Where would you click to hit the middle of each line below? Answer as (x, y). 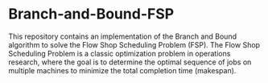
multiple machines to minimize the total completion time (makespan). (122, 70)
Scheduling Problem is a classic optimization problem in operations (120, 53)
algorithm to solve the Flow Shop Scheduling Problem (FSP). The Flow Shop (134, 44)
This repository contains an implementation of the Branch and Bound (123, 36)
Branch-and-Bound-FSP (91, 14)
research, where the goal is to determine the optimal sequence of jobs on (130, 62)
